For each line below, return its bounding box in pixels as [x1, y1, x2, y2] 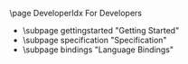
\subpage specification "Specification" [22, 35, 167, 45]
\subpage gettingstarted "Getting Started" [22, 25, 180, 35]
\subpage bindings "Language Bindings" [22, 44, 174, 55]
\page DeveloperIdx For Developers [9, 8, 143, 18]
